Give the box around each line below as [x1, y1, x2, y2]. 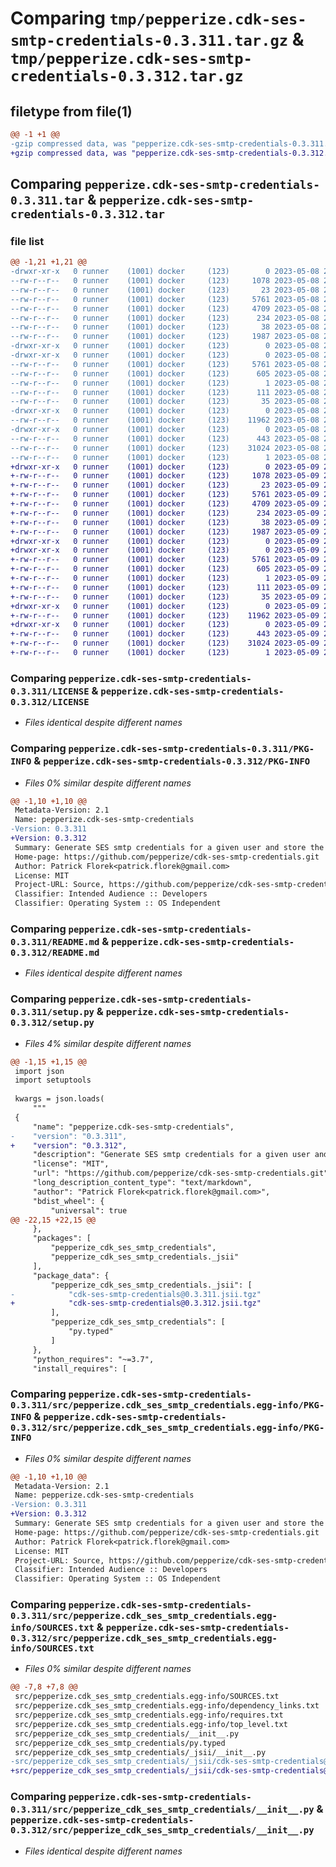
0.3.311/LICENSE [10, 685, 90, 697]
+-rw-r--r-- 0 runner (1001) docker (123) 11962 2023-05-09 [10, 610, 320, 621]
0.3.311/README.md [10, 936, 100, 947]
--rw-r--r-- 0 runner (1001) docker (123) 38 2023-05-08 [10, 322, 320, 332]
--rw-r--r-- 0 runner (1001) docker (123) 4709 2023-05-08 [10, 303, 320, 314]
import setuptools [14, 1075, 92, 1086]
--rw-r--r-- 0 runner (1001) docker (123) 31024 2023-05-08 [10, 443, 320, 453]
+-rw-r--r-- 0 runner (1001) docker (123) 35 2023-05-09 [10, 592, 320, 602]
